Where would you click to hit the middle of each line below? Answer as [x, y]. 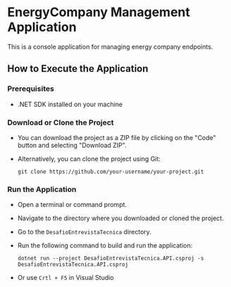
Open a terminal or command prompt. [72, 205]
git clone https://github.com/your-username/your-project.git [111, 172]
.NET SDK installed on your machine [70, 104]
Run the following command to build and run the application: [105, 245]
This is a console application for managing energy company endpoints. [110, 46]
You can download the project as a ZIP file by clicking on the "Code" [117, 137]
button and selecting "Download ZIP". [72, 145]
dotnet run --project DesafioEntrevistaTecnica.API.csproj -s [111, 259]
